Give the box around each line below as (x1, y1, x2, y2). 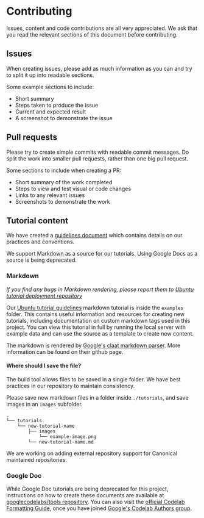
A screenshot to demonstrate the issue (15, 114, 113, 121)
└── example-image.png (38, 433, 97, 440)
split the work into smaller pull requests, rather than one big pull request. (6, 154, 189, 162)
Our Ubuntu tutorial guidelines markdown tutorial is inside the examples (6, 304, 184, 311)
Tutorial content (6, 215, 69, 226)
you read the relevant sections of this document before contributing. (6, 31, 178, 38)
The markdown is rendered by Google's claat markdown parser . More (6, 342, 181, 349)
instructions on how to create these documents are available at (6, 492, 164, 499)
